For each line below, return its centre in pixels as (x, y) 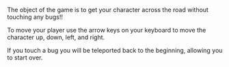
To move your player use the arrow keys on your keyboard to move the (107, 30)
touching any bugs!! (35, 17)
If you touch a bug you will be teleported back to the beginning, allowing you (115, 50)
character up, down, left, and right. (56, 37)
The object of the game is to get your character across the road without (108, 10)
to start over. (25, 58)
